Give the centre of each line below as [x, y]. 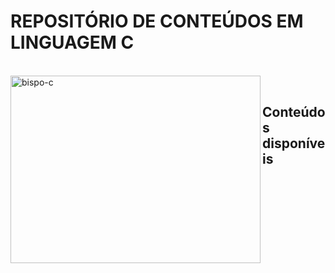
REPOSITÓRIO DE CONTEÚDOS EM [157, 21]
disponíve [294, 143]
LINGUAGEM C [72, 42]
